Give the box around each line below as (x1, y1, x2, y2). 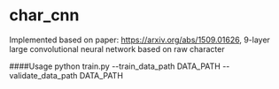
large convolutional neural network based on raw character (9, 43, 225, 54)
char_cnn (9, 5, 80, 26)
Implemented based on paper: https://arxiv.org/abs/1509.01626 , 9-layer (9, 34, 270, 45)
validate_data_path (9, 70, 78, 80)
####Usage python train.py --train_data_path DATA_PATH (9, 61, 221, 71)
